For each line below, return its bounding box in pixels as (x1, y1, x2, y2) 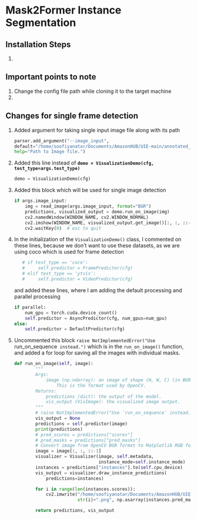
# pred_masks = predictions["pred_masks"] (35, 437, 141, 443)
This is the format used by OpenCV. (56, 383, 146, 389)
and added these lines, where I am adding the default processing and (14, 286, 182, 294)
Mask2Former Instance (5, 4, 122, 17)
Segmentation (5, 16, 76, 29)
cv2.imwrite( (45, 491, 78, 497)
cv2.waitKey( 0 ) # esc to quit (25, 225, 102, 231)
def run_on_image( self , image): (14, 361, 94, 367)
